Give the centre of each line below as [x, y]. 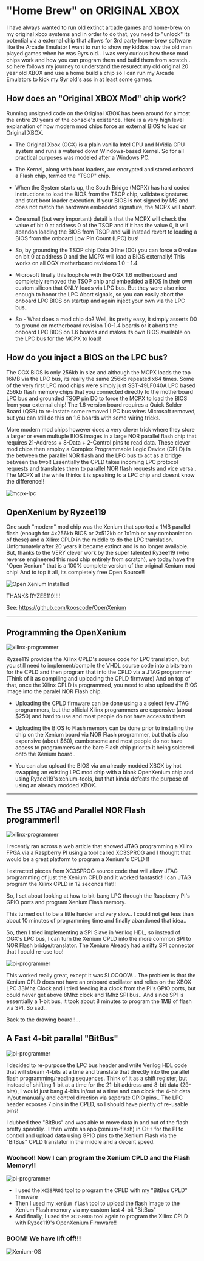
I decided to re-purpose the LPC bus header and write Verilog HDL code [97, 1065]
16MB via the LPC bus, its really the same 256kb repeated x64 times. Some [100, 379]
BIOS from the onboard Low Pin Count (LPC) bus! [77, 238]
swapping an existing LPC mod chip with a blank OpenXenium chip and [104, 773]
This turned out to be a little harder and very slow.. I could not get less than [100, 914]
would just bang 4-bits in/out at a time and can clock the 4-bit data [107, 1091]
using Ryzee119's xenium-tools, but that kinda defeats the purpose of [101, 779]
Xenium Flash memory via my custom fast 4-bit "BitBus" [86, 1210]
